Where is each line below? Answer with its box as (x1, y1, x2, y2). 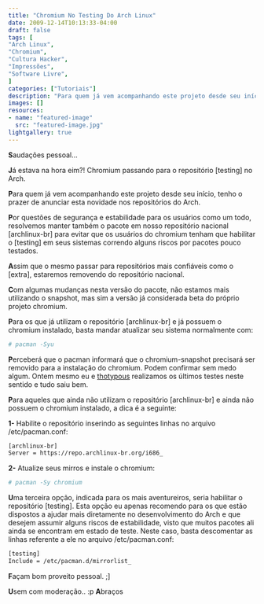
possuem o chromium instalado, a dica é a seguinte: (8, 403, 177, 413)
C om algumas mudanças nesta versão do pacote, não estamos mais (8, 285, 229, 294)
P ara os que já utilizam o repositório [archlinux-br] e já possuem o (8, 316, 222, 326)
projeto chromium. (8, 301, 68, 311)
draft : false (8, 26, 51, 34)
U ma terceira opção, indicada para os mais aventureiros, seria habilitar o (8, 493, 244, 503)
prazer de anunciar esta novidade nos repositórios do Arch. (8, 197, 201, 207)
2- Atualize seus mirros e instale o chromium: (8, 463, 156, 473)
